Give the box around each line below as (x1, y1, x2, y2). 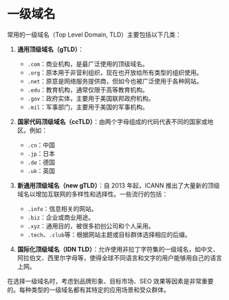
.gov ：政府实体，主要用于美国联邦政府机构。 (27, 94, 155, 102)
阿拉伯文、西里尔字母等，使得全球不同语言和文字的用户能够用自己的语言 (17, 253, 222, 262)
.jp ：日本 (27, 149, 56, 157)
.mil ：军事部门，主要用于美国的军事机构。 (27, 103, 149, 111)
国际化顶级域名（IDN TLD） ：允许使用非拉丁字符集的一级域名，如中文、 (17, 245, 219, 253)
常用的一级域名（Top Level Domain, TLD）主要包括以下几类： (7, 30, 182, 39)
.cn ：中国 (27, 141, 56, 149)
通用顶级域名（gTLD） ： (17, 45, 85, 53)
